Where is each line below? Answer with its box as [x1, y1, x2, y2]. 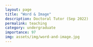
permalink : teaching [5, 21, 47, 26]
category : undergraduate [5, 25, 56, 30]
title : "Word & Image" [5, 12, 51, 17]
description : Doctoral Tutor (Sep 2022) [5, 16, 89, 21]
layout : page [5, 7, 32, 12]
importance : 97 [5, 30, 36, 35]
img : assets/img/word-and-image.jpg [5, 35, 80, 40]
